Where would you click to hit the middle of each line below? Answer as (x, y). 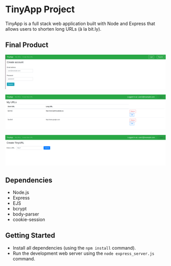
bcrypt (20, 209)
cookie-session (29, 220)
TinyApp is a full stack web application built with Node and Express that (80, 23)
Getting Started (30, 236)
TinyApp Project (40, 9)
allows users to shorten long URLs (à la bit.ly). (53, 29)
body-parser (26, 214)
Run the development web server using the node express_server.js (83, 253)
